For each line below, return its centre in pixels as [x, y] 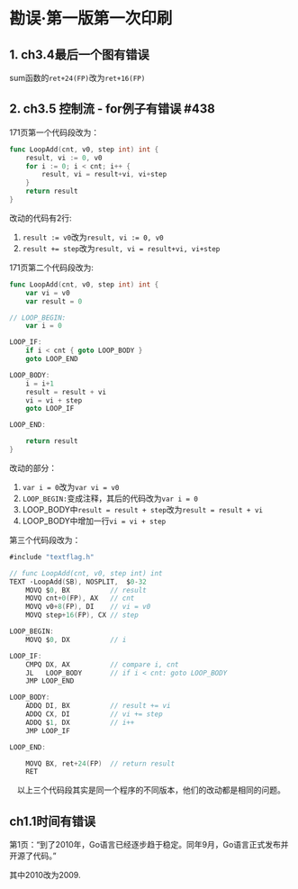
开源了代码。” [33, 856]
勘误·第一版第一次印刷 [91, 18]
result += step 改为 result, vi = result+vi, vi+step [121, 248]
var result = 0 [54, 301]
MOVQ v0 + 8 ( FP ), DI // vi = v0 [88, 607]
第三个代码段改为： [45, 540]
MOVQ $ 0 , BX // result [86, 590]
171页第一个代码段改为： [54, 132]
